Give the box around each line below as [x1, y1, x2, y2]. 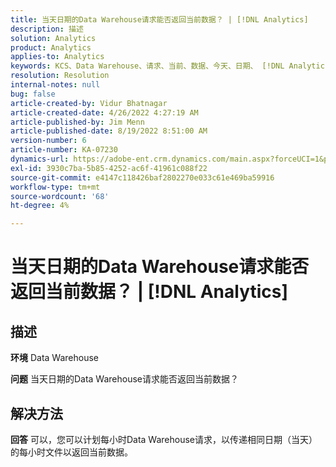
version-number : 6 [10, 136, 87, 146]
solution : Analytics [10, 33, 97, 43]
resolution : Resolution [10, 71, 110, 81]
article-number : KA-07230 [10, 145, 118, 155]
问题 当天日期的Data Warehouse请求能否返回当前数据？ [10, 373, 239, 385]
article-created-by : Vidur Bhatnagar [10, 98, 168, 108]
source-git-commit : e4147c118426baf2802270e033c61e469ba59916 [10, 172, 275, 183]
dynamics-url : [10, 154, 70, 164]
